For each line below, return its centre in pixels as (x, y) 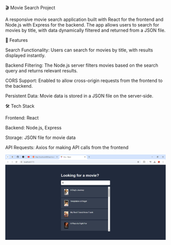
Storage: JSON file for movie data (40, 138)
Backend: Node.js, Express (34, 128)
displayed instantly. (25, 55)
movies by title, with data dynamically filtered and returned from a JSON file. (85, 30)
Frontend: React (22, 118)
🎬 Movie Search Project (30, 8)
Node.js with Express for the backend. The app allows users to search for (82, 25)
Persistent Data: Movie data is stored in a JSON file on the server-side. (79, 96)
